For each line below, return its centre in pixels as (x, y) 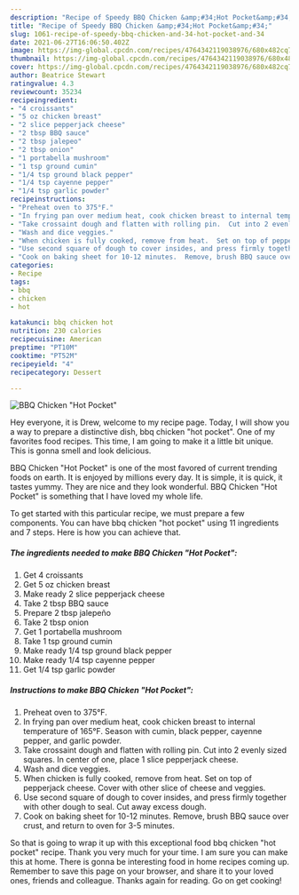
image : (22, 51)
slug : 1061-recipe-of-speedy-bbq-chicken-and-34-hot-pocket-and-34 (138, 34)
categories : (32, 266)
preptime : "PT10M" (44, 348)
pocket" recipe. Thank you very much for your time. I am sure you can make (149, 852)
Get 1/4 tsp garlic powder (69, 670)
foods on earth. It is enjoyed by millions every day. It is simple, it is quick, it (146, 477)
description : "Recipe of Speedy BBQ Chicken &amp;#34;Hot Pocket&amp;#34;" (153, 17)
